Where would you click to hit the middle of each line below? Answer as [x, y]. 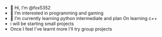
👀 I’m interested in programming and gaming [57, 13]
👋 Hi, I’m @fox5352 [30, 8]
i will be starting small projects [42, 23]
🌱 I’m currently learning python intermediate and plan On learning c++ [84, 18]
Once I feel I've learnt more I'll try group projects [61, 29]
